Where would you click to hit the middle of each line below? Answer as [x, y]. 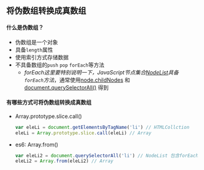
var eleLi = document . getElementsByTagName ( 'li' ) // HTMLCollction [102, 127]
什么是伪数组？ [25, 27]
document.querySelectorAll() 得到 [66, 87]
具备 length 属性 [34, 50]
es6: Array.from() [37, 145]
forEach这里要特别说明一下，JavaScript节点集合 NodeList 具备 [101, 72]
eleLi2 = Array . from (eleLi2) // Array [64, 161]
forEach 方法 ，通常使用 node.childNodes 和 [77, 80]
